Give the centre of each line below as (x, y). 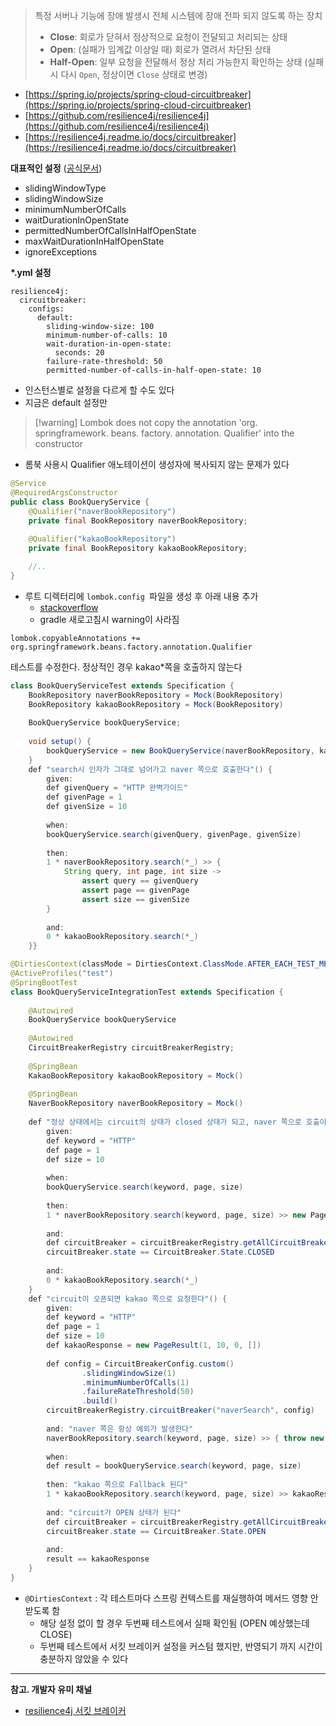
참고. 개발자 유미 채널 (51, 1689)
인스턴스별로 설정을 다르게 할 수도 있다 (99, 390)
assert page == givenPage (135, 890)
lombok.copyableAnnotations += (75, 638)
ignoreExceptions (61, 252)
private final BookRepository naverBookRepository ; (138, 520)
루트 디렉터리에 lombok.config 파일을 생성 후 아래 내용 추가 (141, 596)
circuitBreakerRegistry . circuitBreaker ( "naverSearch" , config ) (180, 1410)
